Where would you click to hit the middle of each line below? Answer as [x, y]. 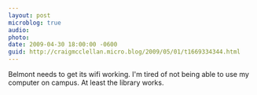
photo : [19, 37]
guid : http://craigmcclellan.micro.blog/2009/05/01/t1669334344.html [125, 52]
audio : [19, 30]
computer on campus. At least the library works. [86, 82]
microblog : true [35, 23]
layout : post [29, 15]
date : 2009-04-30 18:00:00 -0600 [63, 45]
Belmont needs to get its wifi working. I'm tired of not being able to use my [129, 74]
